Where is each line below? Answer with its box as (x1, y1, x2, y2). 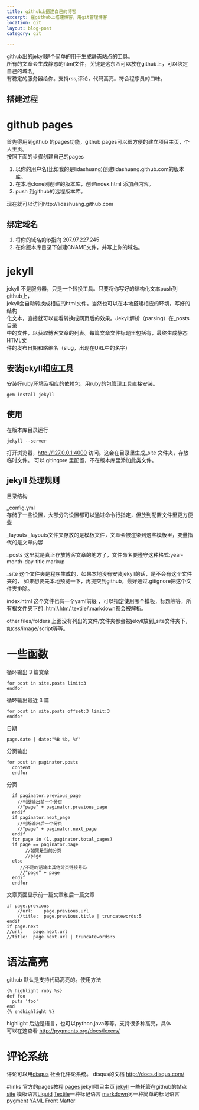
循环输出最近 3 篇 (6, 696, 50, 704)
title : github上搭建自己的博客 (6, 8, 77, 15)
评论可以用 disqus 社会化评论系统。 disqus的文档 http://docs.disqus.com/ (6, 1070, 185, 1077)
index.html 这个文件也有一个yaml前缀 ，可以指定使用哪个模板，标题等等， (6, 597, 187, 604)
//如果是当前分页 (25, 847, 61, 854)
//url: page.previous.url (17, 908, 89, 914)
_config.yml (6, 504, 35, 511)
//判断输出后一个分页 (17, 821, 63, 827)
